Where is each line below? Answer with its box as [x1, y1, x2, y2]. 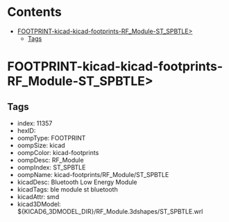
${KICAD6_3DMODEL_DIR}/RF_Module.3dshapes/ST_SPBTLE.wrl [17, 207, 203, 215]
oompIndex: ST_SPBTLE [17, 163, 86, 172]
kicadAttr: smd [17, 192, 60, 201]
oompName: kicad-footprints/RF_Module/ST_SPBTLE [17, 170, 169, 178]
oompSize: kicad [17, 141, 66, 149]
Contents [7, 4, 62, 20]
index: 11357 [17, 119, 53, 127]
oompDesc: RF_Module [17, 156, 85, 164]
